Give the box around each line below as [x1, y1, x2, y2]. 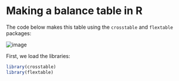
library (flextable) [6, 69, 54, 75]
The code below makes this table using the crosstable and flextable [6, 23, 173, 31]
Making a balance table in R [6, 4, 143, 18]
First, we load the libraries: [6, 52, 70, 59]
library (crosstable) [6, 63, 57, 70]
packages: [6, 29, 32, 36]
